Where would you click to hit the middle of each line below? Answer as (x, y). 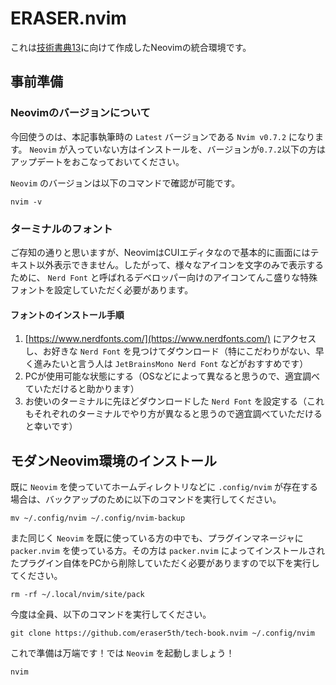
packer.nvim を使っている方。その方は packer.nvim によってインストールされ (168, 550)
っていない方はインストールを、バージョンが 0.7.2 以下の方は (201, 149)
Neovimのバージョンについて (80, 113)
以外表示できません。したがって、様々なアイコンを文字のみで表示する (180, 264)
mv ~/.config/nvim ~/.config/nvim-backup (98, 518)
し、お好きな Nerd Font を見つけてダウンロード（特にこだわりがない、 (170, 351)
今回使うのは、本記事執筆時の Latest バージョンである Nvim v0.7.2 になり (163, 136)
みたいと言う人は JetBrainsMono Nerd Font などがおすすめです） (175, 364)
